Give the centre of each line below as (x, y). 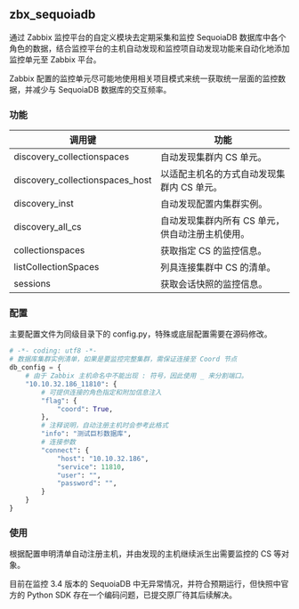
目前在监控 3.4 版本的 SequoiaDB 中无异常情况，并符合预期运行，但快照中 (145, 584)
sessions (32, 284)
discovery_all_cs (48, 227)
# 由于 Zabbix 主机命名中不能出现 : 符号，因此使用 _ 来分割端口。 (137, 376)
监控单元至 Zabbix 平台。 (55, 59)
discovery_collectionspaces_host (83, 180)
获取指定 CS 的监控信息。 (213, 251)
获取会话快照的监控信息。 (214, 284)
